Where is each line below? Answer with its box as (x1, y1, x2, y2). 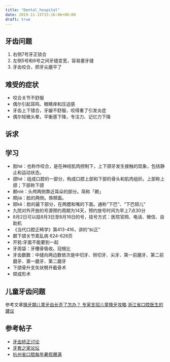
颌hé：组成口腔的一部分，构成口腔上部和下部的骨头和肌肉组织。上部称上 (12, 176, 165, 182)
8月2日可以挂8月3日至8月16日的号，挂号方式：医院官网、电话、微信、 (12, 214, 160, 220)
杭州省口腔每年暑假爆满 (12, 351, 62, 357)
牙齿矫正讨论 (12, 338, 40, 345)
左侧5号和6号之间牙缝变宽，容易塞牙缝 (12, 58, 94, 64)
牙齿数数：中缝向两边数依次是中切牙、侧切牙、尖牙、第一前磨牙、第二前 (12, 252, 164, 258)
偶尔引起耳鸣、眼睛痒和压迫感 (12, 101, 75, 107)
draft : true (5, 17, 30, 22)
